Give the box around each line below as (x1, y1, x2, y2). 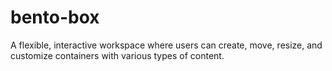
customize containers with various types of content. (10, 49, 225, 61)
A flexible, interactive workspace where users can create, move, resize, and (10, 39, 323, 51)
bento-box (10, 6, 100, 29)
